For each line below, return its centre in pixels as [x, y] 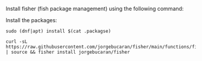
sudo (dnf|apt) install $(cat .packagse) [58, 31]
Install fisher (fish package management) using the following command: [95, 9]
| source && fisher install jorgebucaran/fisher [68, 52]
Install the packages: [31, 20]
